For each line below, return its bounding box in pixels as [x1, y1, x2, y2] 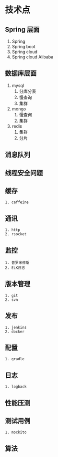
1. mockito [5, 430, 27, 435]
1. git [5, 293, 18, 298]
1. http [5, 228, 21, 232]
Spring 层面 [5, 25, 40, 34]
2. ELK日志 [5, 265, 25, 270]
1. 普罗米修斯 [5, 261, 30, 265]
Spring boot [12, 44, 35, 49]
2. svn [5, 297, 18, 302]
